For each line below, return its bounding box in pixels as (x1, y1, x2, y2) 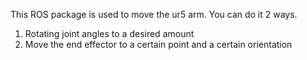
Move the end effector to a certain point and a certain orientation (24, 39, 293, 50)
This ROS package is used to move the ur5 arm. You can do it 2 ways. (10, 9, 298, 20)
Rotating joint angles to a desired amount (24, 28, 195, 39)
